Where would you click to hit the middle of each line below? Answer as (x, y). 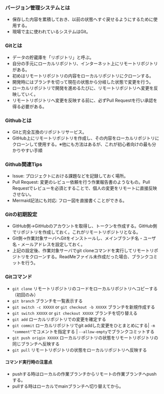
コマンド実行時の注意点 (29, 362)
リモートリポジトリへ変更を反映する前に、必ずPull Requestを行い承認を (85, 100)
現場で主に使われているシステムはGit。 (51, 32)
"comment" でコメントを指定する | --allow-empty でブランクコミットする (83, 331)
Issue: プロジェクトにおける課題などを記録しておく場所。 (70, 176)
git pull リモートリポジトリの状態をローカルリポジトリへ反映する (80, 350)
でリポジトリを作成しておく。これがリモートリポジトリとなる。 (76, 232)
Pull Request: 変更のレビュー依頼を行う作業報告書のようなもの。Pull (81, 182)
